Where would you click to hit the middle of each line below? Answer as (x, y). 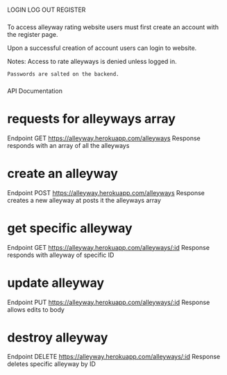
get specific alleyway (70, 228)
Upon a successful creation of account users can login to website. (102, 48)
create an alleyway (62, 173)
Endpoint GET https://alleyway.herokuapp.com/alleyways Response (104, 138)
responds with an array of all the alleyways (68, 145)
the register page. (33, 34)
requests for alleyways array (91, 118)
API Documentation (35, 91)
